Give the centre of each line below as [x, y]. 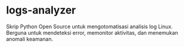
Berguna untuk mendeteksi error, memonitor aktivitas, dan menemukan [92, 32]
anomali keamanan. [30, 39]
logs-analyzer [41, 10]
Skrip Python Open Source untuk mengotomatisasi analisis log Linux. [90, 26]
